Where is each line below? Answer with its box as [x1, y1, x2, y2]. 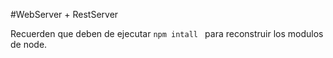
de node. [10, 39, 48, 50]
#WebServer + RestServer [10, 9, 119, 20]
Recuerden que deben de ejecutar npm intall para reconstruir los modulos [10, 28, 324, 39]
